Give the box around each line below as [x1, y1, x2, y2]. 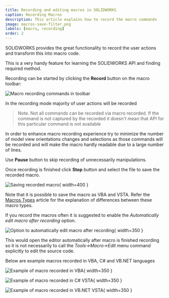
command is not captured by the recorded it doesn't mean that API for [17, 116, 164, 122]
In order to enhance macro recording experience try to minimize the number [5, 131, 164, 137]
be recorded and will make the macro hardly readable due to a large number [5, 141, 164, 147]
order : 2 [5, 31, 24, 36]
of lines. [5, 147, 22, 153]
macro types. [5, 202, 33, 208]
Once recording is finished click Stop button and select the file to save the [5, 167, 160, 172]
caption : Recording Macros [5, 12, 62, 17]
